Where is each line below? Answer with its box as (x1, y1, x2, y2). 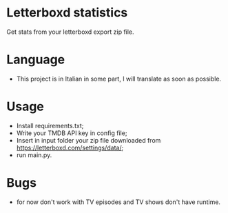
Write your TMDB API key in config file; (16, 129, 127, 137)
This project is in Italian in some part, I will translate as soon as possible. (16, 74, 222, 83)
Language (6, 52, 65, 68)
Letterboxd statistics (6, 5, 128, 21)
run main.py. (16, 150, 52, 159)
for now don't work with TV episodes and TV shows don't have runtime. (16, 198, 221, 206)
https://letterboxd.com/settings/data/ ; (16, 143, 124, 152)
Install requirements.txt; (16, 121, 84, 130)
